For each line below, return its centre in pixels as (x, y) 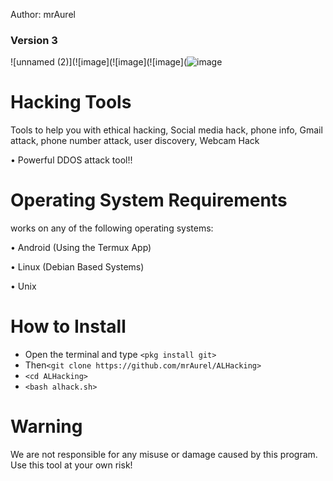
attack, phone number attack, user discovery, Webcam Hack (135, 141)
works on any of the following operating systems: (112, 228)
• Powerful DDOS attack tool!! (71, 160)
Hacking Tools (71, 102)
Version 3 (34, 40)
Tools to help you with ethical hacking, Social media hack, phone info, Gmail (166, 130)
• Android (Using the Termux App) (81, 248)
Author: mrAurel (43, 14)
